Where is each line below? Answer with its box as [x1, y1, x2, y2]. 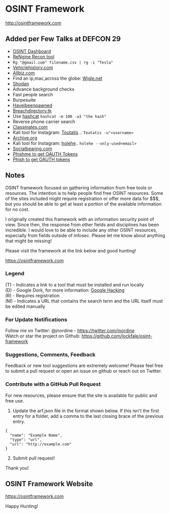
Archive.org [12, 134, 37, 140]
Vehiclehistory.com [12, 64, 53, 70]
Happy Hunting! [5, 503, 38, 509]
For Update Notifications [5, 316, 68, 323]
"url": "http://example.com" [10, 441, 72, 447]
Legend [5, 270, 24, 277]
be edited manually [5, 303, 46, 309]
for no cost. [5, 206, 30, 212]
